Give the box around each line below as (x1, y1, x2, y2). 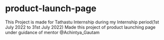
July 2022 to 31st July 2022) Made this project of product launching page (5, 24, 156, 30)
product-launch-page (5, 3, 97, 14)
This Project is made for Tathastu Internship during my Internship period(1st (5, 19, 160, 25)
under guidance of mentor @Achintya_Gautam (5, 29, 100, 35)
